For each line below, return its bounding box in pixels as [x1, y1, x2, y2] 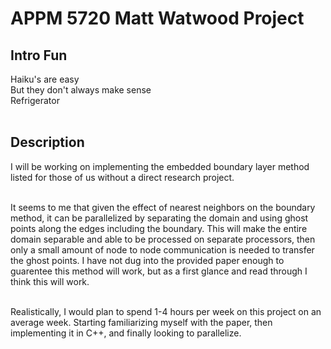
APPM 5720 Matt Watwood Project [10, 7, 305, 30]
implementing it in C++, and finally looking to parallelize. [10, 327, 242, 339]
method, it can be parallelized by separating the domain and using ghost [10, 212, 309, 224]
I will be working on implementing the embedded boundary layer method [10, 160, 310, 172]
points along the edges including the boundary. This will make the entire [10, 222, 308, 234]
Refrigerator [10, 95, 60, 106]
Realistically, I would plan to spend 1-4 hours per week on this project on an [10, 305, 322, 317]
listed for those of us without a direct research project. [10, 171, 235, 183]
